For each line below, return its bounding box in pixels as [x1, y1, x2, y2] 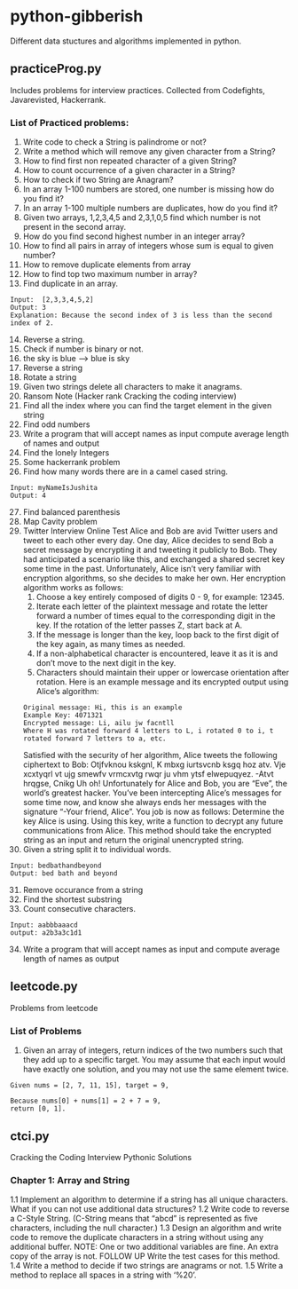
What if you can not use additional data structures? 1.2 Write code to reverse [10, 1204, 290, 1214]
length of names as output [22, 953, 120, 964]
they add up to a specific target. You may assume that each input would [22, 1055, 286, 1065]
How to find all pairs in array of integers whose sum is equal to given [22, 241, 274, 251]
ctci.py [10, 1128, 50, 1143]
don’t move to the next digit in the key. [35, 658, 176, 668]
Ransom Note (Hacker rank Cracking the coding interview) [22, 391, 238, 401]
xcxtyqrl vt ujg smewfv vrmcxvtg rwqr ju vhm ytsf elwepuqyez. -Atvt [22, 769, 274, 779]
